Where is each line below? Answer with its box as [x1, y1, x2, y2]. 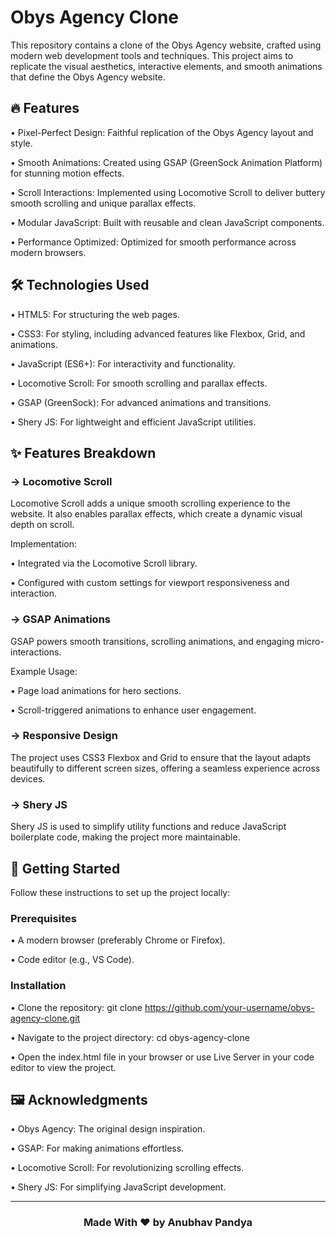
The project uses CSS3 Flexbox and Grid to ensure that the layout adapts [10, 751, 311, 763]
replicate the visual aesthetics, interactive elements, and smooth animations [10, 60, 323, 72]
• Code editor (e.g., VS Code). [10, 954, 135, 966]
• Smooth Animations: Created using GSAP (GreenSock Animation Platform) [10, 156, 323, 168]
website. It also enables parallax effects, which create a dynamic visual [10, 508, 303, 520]
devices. [10, 772, 46, 785]
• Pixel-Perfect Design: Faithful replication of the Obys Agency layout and [10, 126, 314, 138]
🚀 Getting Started [10, 860, 121, 877]
